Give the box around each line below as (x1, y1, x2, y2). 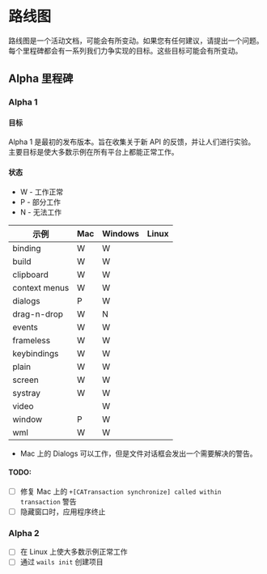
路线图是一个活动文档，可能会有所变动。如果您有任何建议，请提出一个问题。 (8, 36, 264, 45)
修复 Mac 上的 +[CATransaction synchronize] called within (19, 487, 222, 496)
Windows (102, 227, 140, 239)
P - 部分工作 (19, 197, 61, 206)
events (12, 321, 38, 333)
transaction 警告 (19, 496, 77, 506)
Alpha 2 (8, 527, 40, 538)
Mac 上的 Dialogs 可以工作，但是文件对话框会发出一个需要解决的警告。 (19, 449, 257, 458)
